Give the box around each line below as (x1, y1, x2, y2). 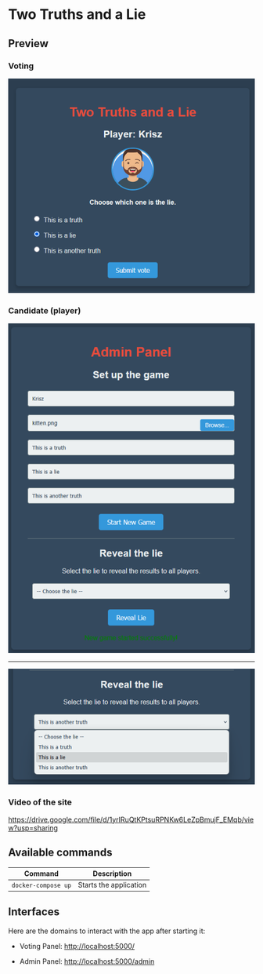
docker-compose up (11, 881, 72, 890)
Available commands (8, 846, 113, 859)
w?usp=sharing (8, 823, 59, 833)
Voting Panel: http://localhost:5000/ (19, 941, 135, 950)
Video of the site (8, 797, 73, 808)
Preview (8, 37, 49, 50)
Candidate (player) (8, 305, 81, 316)
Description (92, 869, 132, 878)
